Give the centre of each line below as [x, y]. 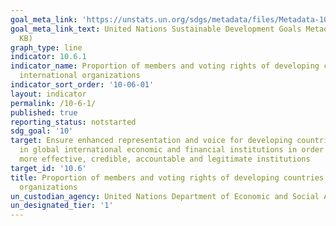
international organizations [80, 76]
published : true [44, 112]
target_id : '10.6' [48, 168]
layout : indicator [48, 94]
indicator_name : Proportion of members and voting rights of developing [165, 66]
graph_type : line [46, 47]
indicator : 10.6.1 [48, 57]
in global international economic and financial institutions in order [172, 150]
